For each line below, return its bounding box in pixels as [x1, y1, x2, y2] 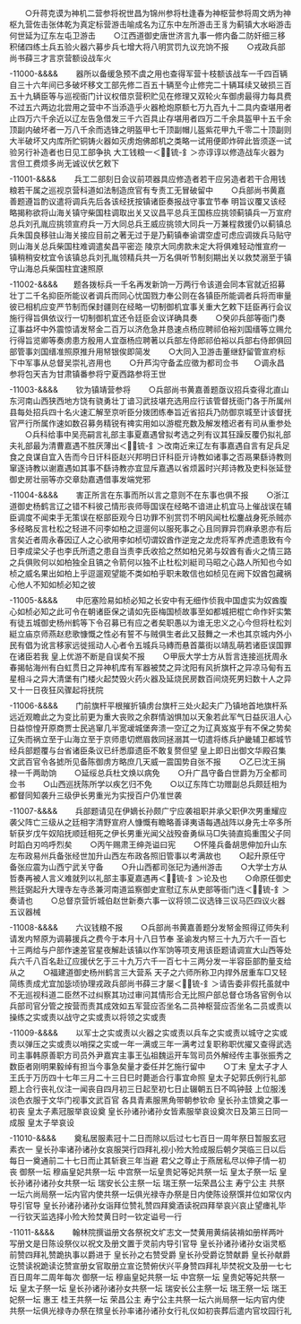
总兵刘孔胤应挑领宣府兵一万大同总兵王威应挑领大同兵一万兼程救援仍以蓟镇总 [9, 219, 292, 229]
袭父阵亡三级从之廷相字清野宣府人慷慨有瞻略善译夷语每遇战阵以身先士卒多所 [9, 817, 292, 827]
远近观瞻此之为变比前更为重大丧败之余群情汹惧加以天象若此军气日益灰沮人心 [9, 712, 292, 722]
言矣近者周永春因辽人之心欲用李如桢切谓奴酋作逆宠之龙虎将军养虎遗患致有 [9, 534, 284, 545]
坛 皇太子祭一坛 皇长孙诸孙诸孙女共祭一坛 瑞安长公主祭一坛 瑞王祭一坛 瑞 [9, 1283, 279, 1294]
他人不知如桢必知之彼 [16, 579, 96, 590]
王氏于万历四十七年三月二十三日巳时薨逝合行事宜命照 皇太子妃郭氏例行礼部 [9, 1072, 287, 1083]
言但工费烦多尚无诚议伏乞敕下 [9, 158, 119, 169]
